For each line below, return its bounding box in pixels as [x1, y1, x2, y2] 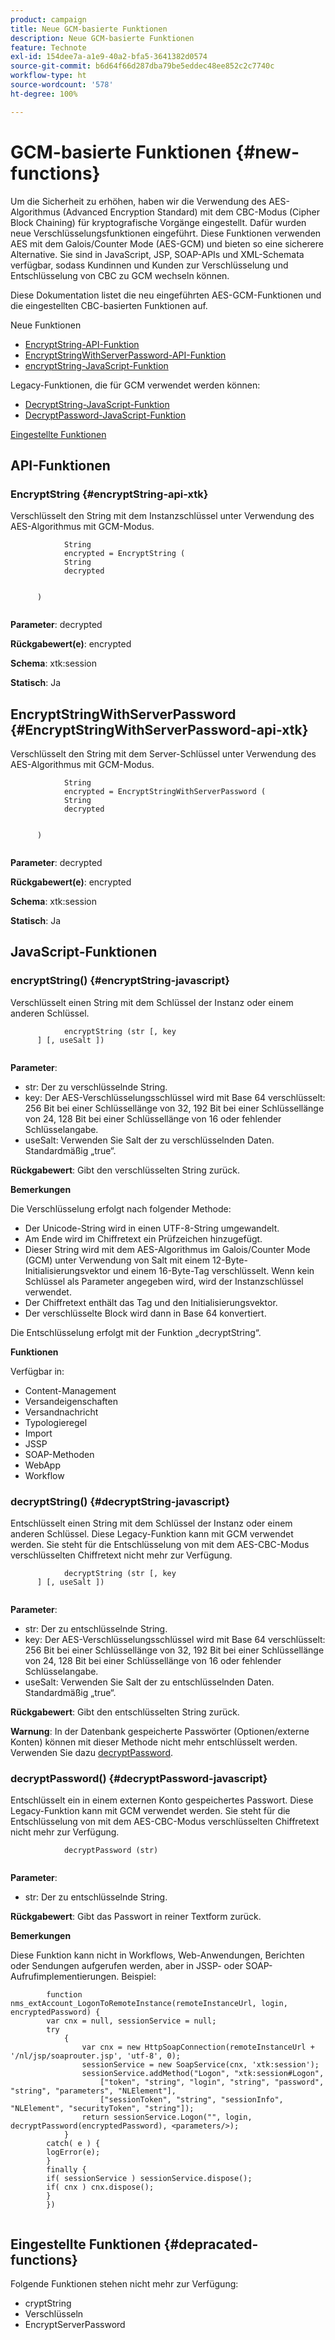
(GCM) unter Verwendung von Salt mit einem [24, 1254, 210, 1266]
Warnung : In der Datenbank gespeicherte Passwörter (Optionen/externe [10, 1726, 310, 1738]
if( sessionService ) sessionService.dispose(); [46, 2174, 253, 2184]
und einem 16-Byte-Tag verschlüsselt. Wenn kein [113, 1264, 315, 1276]
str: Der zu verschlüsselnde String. [24, 1081, 168, 1093]
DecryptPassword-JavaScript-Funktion [24, 409, 187, 421]
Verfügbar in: [10, 1365, 65, 1377]
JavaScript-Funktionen [10, 944, 158, 961]
